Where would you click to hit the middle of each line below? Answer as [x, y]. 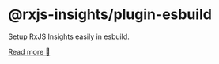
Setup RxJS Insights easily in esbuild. [69, 36]
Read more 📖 [29, 51]
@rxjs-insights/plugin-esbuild [110, 15]
